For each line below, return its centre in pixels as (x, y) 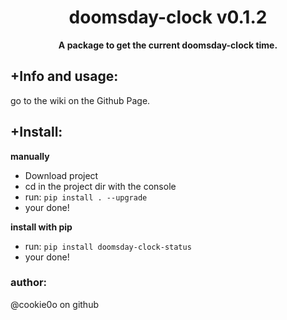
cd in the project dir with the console (100, 186)
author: (29, 283)
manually (30, 156)
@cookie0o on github (54, 304)
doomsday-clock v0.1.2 (168, 17)
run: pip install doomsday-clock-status (108, 246)
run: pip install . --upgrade (86, 197)
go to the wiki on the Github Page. (80, 100)
